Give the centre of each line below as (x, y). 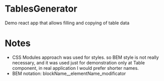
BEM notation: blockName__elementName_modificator (69, 73)
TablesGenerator (41, 9)
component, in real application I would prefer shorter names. (75, 68)
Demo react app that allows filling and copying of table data (67, 23)
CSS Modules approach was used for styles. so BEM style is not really (86, 57)
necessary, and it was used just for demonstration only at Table (78, 63)
